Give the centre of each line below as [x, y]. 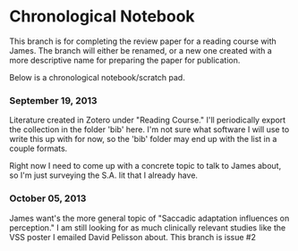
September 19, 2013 [53, 100]
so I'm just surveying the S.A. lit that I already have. [104, 175]
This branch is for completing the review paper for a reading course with [143, 41]
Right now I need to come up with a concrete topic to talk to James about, [145, 166]
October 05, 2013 [48, 198]
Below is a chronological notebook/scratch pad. [97, 77]
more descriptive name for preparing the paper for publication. [125, 60]
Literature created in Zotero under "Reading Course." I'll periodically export [148, 120]
